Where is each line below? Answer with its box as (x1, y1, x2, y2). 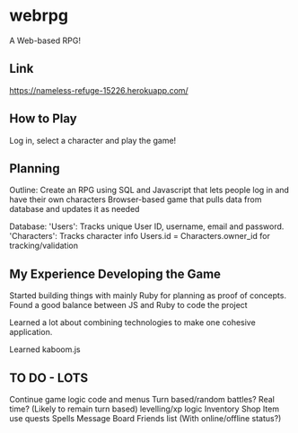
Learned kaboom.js (9, 344, 81, 355)
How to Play (9, 111, 78, 127)
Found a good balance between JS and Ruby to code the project (9, 300, 249, 311)
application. (9, 327, 53, 338)
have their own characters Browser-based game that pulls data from (9, 194, 262, 205)
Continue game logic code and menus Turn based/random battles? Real (9, 394, 276, 404)
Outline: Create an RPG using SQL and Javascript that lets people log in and (9, 185, 290, 196)
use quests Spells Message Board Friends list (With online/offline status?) (9, 413, 282, 423)
